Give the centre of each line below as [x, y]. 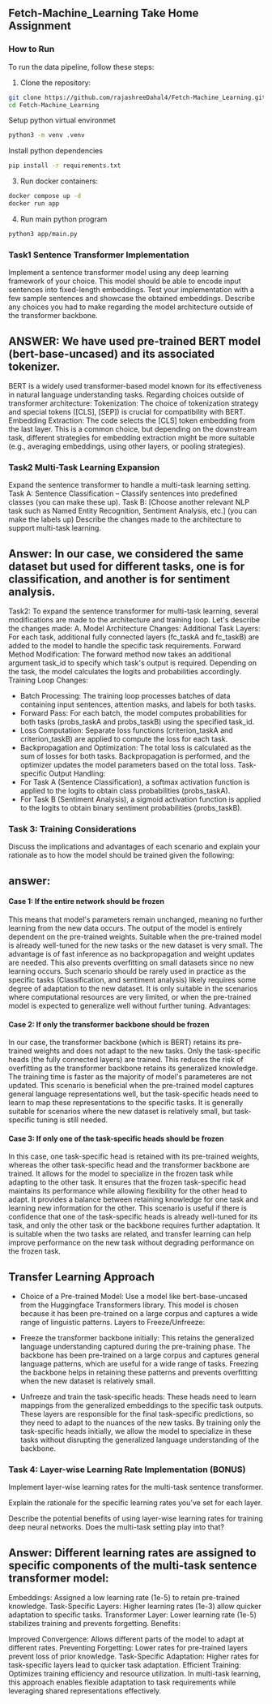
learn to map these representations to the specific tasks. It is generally [126, 1103]
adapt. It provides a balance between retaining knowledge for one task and [134, 1199]
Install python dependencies [56, 151]
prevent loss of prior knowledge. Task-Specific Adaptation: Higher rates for [134, 1657]
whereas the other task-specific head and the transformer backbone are [129, 1165]
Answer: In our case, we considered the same [126, 554]
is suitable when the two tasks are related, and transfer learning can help [130, 1234]
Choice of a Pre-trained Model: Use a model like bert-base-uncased [134, 1297]
